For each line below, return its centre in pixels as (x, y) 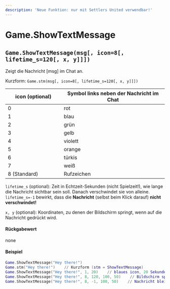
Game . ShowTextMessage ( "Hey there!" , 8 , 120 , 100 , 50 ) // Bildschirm (82, 277)
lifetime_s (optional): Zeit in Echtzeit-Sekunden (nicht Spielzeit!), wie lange (84, 186)
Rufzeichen (77, 174)
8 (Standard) (23, 174)
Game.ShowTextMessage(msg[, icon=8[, (65, 53)
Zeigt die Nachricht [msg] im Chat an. (44, 71)
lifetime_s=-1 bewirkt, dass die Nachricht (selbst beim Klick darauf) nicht (83, 197)
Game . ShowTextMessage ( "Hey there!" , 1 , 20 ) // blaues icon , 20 (77, 272)
